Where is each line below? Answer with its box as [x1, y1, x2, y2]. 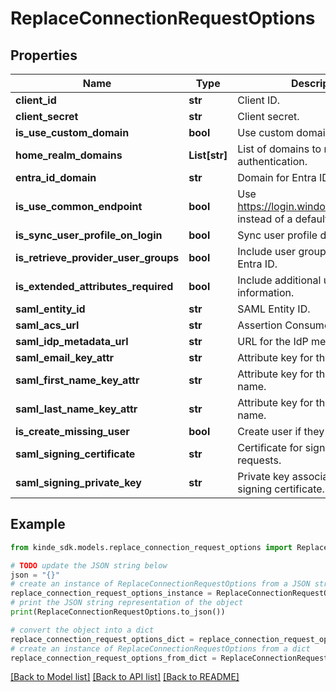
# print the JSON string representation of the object [10, 598, 244, 608]
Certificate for [237, 441, 303, 454]
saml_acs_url [15, 318, 80, 332]
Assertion [237, 318, 283, 332]
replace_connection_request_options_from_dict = [10, 653, 217, 663]
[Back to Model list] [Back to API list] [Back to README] [10, 671, 240, 683]
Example [10, 516, 66, 533]
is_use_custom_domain [15, 126, 130, 139]
